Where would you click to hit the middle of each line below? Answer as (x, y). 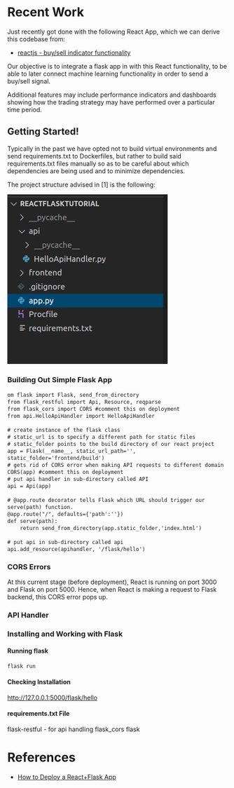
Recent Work (46, 12)
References (41, 757)
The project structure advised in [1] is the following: (81, 184)
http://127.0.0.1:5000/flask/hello (53, 698)
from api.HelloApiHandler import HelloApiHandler (81, 416)
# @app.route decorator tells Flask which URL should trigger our (106, 501)
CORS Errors (29, 566)
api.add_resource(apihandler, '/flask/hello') (76, 550)
